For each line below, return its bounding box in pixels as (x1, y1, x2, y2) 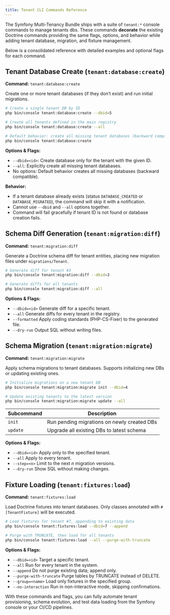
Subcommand (8, 410, 42, 417)
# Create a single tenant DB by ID (5, 106, 80, 111)
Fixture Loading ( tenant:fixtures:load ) (5, 480, 131, 489)
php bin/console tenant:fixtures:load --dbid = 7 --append (5, 524, 128, 529)
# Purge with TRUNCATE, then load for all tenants (5, 533, 114, 538)
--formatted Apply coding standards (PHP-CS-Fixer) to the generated (12, 316, 158, 322)
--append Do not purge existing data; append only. (12, 567, 117, 573)
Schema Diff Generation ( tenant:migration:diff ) (5, 229, 160, 238)
